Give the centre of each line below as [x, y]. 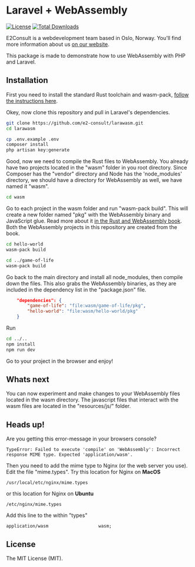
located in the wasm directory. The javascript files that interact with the [92, 400]
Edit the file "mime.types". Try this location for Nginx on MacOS [83, 472]
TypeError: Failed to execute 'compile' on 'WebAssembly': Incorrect [93, 450]
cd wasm [16, 197]
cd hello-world [25, 244]
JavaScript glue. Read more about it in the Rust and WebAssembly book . [94, 221]
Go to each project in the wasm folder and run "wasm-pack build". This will [97, 208]
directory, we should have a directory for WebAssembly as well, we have [94, 180]
